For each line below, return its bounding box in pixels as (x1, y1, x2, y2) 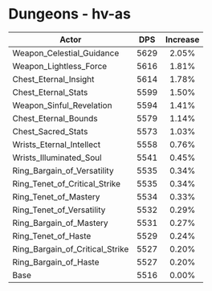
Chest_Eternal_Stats (12, 86, 88, 97)
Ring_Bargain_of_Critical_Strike (12, 243, 129, 254)
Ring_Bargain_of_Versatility (12, 165, 114, 176)
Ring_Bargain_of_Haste (12, 256, 100, 268)
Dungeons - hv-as (8, 5, 131, 23)
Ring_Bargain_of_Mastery (12, 217, 108, 228)
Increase (165, 34, 200, 45)
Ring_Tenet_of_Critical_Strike (12, 178, 121, 189)
